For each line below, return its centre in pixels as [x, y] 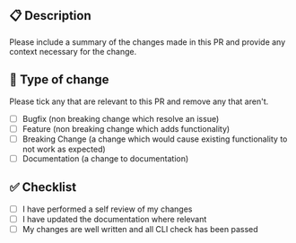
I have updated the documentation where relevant [114, 219]
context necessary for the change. [73, 51]
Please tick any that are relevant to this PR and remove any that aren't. [139, 101]
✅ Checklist [43, 187]
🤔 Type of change [59, 80]
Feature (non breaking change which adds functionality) [126, 128]
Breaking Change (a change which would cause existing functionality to [155, 139]
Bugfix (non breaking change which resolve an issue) [121, 118]
